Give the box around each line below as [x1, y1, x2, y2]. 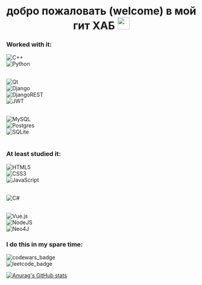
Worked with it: [6, 40, 52, 49]
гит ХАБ [73, 19, 116, 32]
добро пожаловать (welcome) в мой [6, 4, 197, 18]
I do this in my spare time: [6, 240, 83, 248]
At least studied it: [6, 150, 62, 158]
